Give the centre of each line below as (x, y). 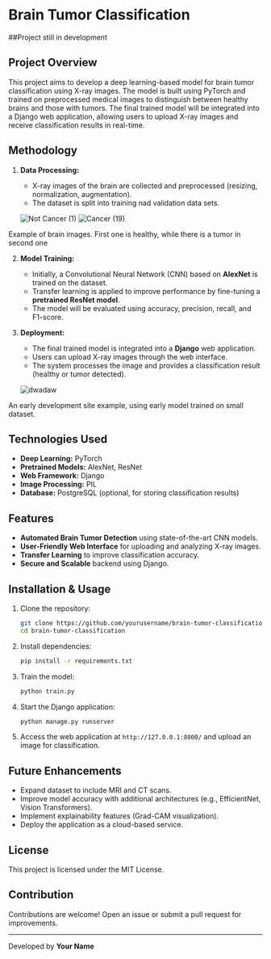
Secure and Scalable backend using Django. (94, 564)
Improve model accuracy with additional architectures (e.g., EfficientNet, (140, 799)
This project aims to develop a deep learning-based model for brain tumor (131, 82)
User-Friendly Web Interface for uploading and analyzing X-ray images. (140, 546)
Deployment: (42, 332)
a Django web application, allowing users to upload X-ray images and (123, 116)
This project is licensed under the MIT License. (86, 869)
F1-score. (48, 317)
